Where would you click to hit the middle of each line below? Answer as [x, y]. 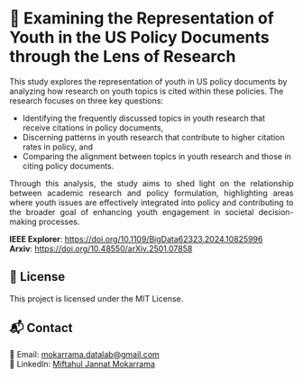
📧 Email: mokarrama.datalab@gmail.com [84, 354]
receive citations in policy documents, [93, 127]
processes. [59, 221]
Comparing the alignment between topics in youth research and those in [156, 156]
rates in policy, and [57, 147]
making [23, 221]
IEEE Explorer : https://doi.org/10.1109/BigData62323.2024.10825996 [136, 238]
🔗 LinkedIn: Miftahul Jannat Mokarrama [83, 364]
